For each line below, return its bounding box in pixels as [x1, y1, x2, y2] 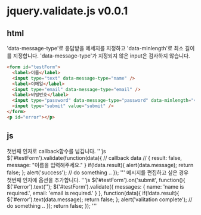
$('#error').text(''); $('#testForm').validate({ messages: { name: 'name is [7, 183, 184, 190]
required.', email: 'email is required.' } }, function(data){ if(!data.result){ [7, 189, 180, 196]
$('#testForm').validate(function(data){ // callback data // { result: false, [7, 154, 183, 161]
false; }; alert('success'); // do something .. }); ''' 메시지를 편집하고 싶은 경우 [7, 169, 189, 176]
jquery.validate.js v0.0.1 [7, 4, 128, 18]
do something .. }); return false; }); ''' [7, 202, 97, 209]
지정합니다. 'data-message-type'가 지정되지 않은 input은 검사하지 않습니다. [13, 52, 190, 59]
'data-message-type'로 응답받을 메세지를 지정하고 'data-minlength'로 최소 [7, 45, 184, 52]
